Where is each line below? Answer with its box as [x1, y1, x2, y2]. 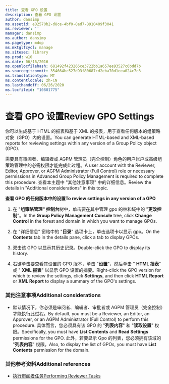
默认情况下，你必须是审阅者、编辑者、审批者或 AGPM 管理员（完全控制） [12, 304, 163, 310]
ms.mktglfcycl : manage [5, 45, 53, 50]
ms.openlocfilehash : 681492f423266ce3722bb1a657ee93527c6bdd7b [5, 64, 141, 69]
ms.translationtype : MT [5, 73, 55, 78]
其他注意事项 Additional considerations [5, 292, 101, 299]
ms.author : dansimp [5, 36, 46, 41]
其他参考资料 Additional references [5, 360, 91, 367]
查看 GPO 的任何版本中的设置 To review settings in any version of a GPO [5, 196, 156, 202]
